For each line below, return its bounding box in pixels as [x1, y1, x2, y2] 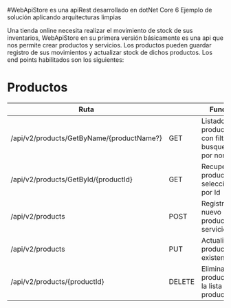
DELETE [168, 276, 195, 286]
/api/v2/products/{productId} [10, 276, 104, 286]
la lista [201, 281, 222, 291]
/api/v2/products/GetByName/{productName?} [10, 133, 163, 143]
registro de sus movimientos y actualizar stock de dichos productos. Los [7, 48, 213, 56]
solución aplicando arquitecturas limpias [7, 13, 122, 21]
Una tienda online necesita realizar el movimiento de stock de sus [7, 27, 193, 34]
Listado [201, 116, 225, 126]
